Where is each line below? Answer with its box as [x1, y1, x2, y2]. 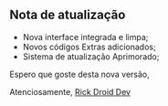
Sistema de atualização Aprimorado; [22, 50, 160, 62]
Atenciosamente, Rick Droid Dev [9, 86, 131, 97]
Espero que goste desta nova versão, [9, 69, 151, 79]
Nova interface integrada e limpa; [22, 31, 149, 42]
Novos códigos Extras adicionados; [22, 41, 157, 52]
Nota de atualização [9, 7, 126, 23]
